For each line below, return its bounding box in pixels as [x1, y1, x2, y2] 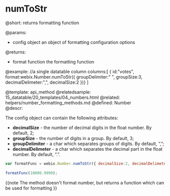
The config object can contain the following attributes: [5, 114, 118, 121]
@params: [5, 29, 27, 35]
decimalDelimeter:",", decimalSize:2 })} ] [5, 79, 89, 85]
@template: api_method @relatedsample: [5, 89, 91, 95]
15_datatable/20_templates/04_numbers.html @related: [5, 94, 120, 100]
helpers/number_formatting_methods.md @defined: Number [5, 99, 132, 106]
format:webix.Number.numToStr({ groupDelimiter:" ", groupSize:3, [5, 74, 143, 80]
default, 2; [12, 129, 34, 136]
